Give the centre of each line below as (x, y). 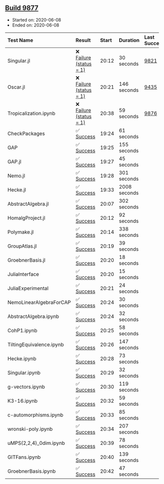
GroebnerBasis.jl (26, 260)
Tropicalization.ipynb (31, 113)
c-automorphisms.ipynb (35, 415)
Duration (129, 40)
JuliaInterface (23, 274)
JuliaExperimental (28, 288)
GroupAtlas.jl (22, 246)
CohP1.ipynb (22, 330)
